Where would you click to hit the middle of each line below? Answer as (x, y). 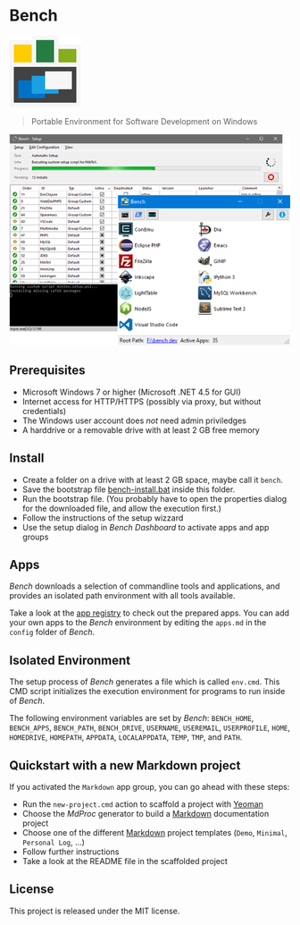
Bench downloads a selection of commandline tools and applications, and (145, 586)
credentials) (44, 411)
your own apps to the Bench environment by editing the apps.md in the (138, 623)
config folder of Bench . (52, 632)
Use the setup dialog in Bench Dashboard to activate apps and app (146, 527)
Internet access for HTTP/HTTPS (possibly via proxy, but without (142, 401)
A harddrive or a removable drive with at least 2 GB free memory (141, 429)
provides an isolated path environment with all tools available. (122, 596)
